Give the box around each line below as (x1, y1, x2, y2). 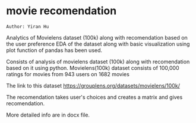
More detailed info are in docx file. (6, 111, 90, 118)
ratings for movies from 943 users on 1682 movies (6, 70, 129, 77)
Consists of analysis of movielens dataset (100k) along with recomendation (6, 58, 190, 65)
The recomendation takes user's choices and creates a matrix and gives (6, 93, 183, 101)
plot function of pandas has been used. (6, 46, 103, 54)
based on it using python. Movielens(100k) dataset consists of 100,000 (6, 64, 179, 72)
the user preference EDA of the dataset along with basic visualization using (6, 40, 190, 47)
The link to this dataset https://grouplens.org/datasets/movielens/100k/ (6, 82, 180, 89)
